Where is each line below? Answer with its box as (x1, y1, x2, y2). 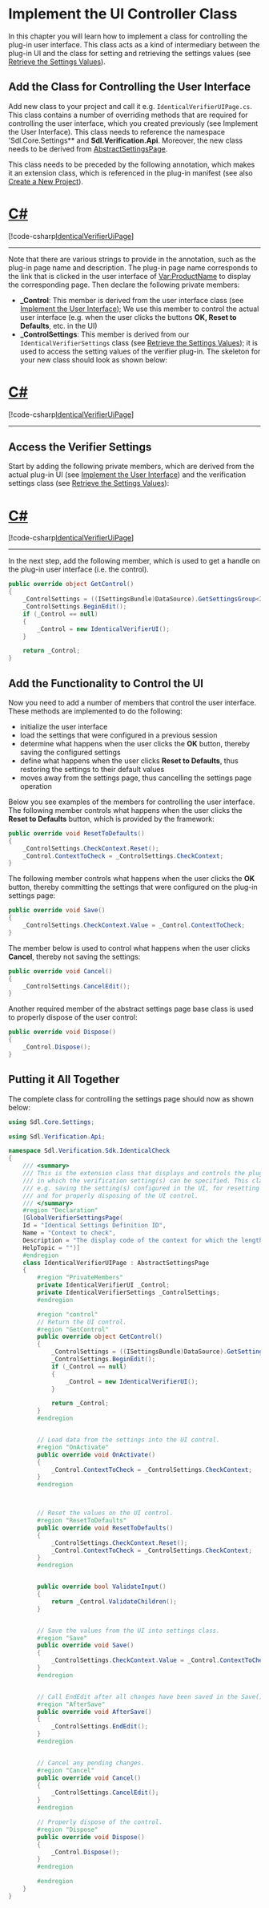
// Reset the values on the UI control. (37, 1509, 174, 1518)
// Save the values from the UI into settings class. (37, 1627, 220, 1635)
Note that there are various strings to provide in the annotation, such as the (8, 254, 256, 264)
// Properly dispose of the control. (37, 1818, 163, 1826)
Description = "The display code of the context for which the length (22, 1236, 263, 1244)
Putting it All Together (8, 1073, 120, 1086)
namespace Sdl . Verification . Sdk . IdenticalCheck (8, 1147, 171, 1155)
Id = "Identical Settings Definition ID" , (22, 1222, 167, 1230)
